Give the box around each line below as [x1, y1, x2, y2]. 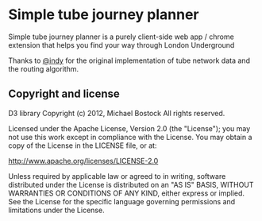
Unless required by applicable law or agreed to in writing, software [8, 171, 226, 180]
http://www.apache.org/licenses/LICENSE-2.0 [8, 156, 159, 165]
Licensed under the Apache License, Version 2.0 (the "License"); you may [8, 123, 251, 133]
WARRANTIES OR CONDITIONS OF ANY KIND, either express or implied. [8, 188, 245, 198]
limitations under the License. [8, 205, 105, 215]
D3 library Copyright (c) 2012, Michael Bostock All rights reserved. [8, 108, 225, 118]
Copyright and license [8, 87, 121, 101]
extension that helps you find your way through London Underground [8, 40, 235, 49]
